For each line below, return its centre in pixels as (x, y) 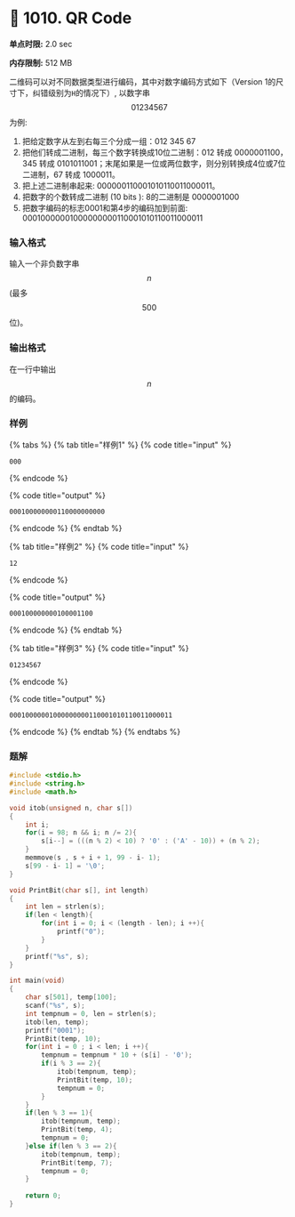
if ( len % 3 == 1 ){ (59, 1113)
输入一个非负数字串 (44, 264)
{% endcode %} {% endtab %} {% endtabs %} (95, 731)
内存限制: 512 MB (41, 62)
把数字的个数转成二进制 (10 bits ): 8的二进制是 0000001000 (131, 197)
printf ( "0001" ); (56, 1030)
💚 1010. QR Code (71, 18)
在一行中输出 (32, 369)
